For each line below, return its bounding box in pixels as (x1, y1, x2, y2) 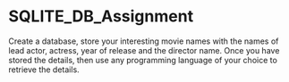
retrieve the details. (8, 64, 80, 75)
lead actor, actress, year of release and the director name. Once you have (8, 45, 280, 55)
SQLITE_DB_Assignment (8, 6, 194, 27)
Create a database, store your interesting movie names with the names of (8, 36, 279, 46)
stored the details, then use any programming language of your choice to (8, 54, 278, 65)
